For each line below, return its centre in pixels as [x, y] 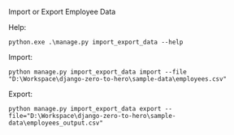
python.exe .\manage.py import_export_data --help [96, 42]
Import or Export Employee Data [62, 12]
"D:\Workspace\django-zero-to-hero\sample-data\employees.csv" [118, 79]
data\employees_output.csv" [56, 123]
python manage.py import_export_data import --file [97, 72]
